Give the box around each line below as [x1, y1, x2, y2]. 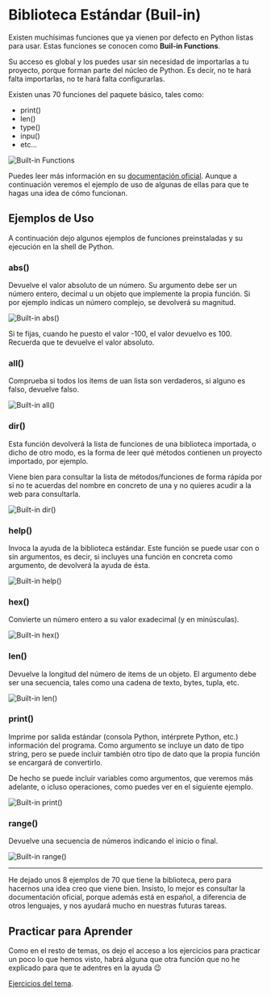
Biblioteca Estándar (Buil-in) [8, 6, 202, 24]
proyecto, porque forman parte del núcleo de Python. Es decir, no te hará [8, 65, 252, 74]
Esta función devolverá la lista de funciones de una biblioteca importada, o [8, 439, 256, 448]
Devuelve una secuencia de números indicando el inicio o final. [8, 836, 219, 846]
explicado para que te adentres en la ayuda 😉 [8, 963, 162, 973]
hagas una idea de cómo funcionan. [8, 188, 127, 197]
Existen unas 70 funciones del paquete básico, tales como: [8, 89, 204, 99]
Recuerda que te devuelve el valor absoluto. [8, 337, 155, 347]
